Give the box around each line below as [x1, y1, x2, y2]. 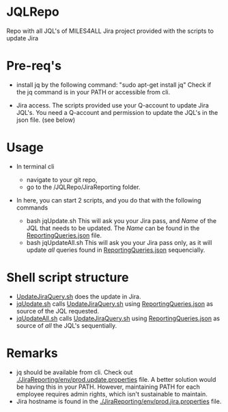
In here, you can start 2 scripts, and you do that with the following [16, 196, 202, 204]
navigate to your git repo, [26, 175, 98, 183]
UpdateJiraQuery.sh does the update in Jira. [16, 292, 141, 300]
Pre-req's [6, 58, 62, 74]
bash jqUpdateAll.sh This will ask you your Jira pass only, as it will [26, 238, 212, 246]
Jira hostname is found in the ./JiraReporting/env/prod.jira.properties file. [16, 397, 222, 405]
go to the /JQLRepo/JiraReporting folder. [26, 183, 141, 191]
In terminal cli [16, 162, 55, 170]
